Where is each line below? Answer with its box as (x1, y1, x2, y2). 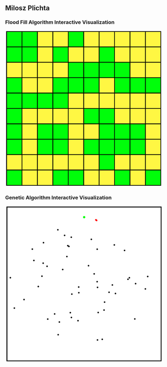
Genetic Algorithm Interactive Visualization (5, 194, 112, 201)
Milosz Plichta (5, 4, 50, 12)
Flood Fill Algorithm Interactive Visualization (5, 19, 115, 26)
